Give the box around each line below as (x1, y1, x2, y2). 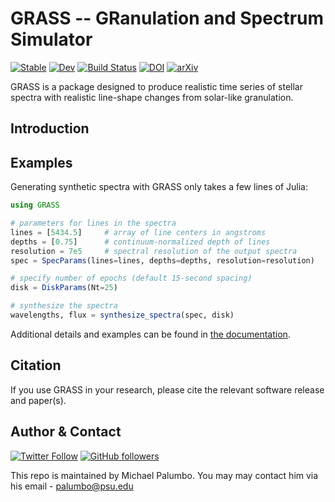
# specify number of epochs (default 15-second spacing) (10, 273, 253, 284)
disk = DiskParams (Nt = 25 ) (10, 283, 118, 293)
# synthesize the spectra (10, 301, 118, 311)
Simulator (10, 28, 93, 51)
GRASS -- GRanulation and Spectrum (10, 7, 325, 30)
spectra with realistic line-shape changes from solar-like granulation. (10, 91, 294, 103)
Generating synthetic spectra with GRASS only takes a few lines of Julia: (10, 181, 308, 193)
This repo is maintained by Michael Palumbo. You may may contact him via (10, 469, 319, 481)
